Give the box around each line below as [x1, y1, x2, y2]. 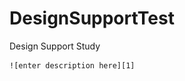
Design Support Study [9, 40, 101, 52]
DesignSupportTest [9, 7, 175, 30]
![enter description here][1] [9, 60, 136, 71]
